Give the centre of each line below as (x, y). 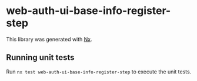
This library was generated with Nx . (49, 39)
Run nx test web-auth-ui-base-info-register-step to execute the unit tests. (99, 72)
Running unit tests (40, 57)
